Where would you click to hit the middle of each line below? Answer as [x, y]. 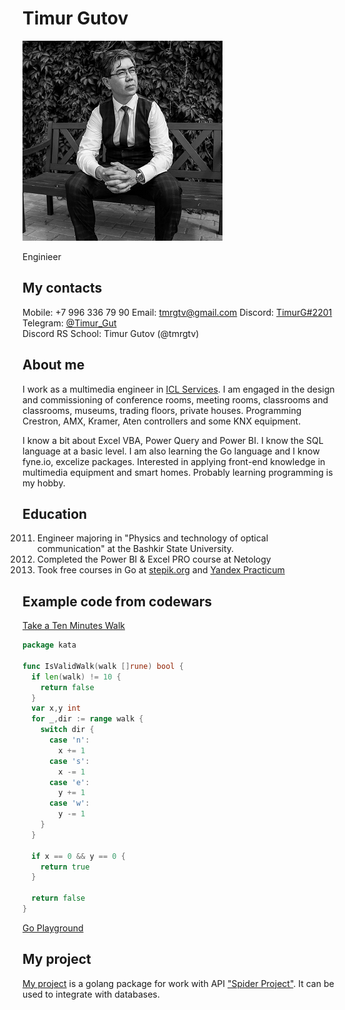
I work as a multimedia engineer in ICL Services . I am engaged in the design [178, 389]
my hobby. [44, 483]
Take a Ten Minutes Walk [73, 626]
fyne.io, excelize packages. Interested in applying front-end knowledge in [174, 461]
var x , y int [56, 708]
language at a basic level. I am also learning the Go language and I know [171, 451]
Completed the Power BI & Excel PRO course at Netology [154, 559]
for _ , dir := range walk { [87, 719]
